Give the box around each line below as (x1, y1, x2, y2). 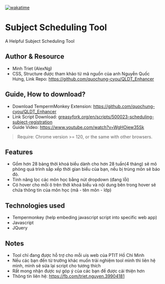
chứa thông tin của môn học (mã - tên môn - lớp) (12, 187, 112, 193)
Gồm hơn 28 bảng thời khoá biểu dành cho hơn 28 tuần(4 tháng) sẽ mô (12, 161, 157, 167)
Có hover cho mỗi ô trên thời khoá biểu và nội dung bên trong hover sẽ (12, 182, 156, 188)
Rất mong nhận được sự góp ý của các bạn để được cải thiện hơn (12, 268, 145, 274)
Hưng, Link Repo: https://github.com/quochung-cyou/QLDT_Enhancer (12, 76, 154, 82)
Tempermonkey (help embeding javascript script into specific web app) (12, 215, 158, 221)
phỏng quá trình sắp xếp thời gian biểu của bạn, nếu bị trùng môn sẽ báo (12, 166, 160, 172)
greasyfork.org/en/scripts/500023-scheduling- (58, 114, 154, 120)
